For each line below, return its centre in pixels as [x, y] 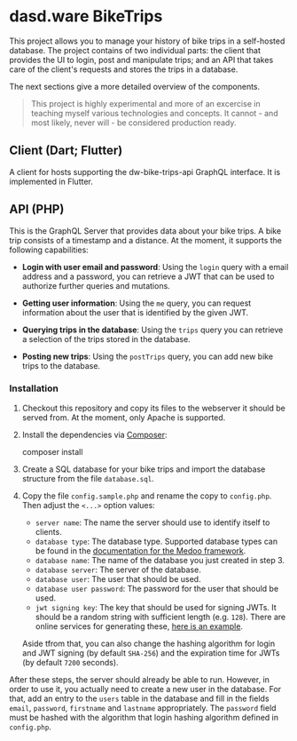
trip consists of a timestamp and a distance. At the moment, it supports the [145, 240]
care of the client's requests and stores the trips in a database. [124, 69]
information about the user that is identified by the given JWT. [135, 312]
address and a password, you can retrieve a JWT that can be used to [148, 276]
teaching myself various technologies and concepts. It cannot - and [154, 113]
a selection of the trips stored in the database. [106, 339]
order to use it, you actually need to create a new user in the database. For [145, 689]
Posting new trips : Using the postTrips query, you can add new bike [147, 356]
